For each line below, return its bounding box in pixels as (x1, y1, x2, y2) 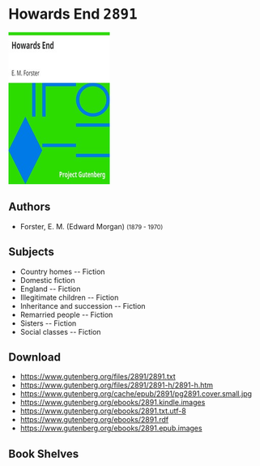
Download (8, 350, 61, 364)
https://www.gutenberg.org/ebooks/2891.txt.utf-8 (19, 406, 186, 416)
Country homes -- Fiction (19, 267, 105, 276)
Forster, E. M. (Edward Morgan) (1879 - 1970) (19, 221, 164, 231)
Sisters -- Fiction (19, 318, 77, 328)
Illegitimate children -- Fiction (19, 293, 119, 302)
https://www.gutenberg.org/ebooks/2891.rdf (19, 415, 168, 425)
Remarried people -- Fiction (19, 310, 113, 319)
